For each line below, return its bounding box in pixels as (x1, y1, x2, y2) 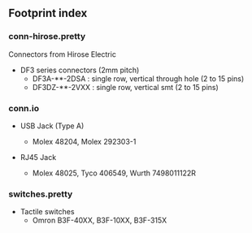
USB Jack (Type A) (20, 121, 85, 131)
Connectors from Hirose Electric (8, 49, 116, 59)
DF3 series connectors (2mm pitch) (20, 65, 140, 75)
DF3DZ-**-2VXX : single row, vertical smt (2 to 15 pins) (32, 82, 219, 92)
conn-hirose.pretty (8, 31, 86, 42)
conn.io (8, 102, 39, 114)
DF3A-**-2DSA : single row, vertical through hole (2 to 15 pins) (32, 73, 245, 84)
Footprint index (8, 6, 88, 20)
